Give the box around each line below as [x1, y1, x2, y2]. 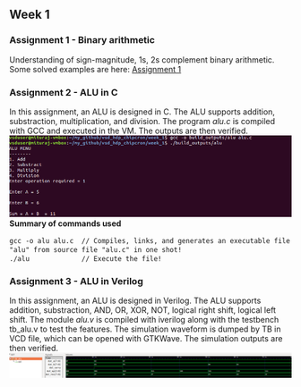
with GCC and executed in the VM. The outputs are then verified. [9, 125, 249, 136]
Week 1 [9, 7, 50, 22]
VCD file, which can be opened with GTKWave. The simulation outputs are [9, 333, 283, 344]
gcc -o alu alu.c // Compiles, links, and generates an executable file [9, 237, 291, 246]
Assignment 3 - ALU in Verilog [9, 275, 143, 288]
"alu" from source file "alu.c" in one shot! [9, 246, 182, 255]
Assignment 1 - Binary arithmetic [9, 34, 155, 46]
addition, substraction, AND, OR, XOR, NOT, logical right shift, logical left [9, 305, 276, 315]
